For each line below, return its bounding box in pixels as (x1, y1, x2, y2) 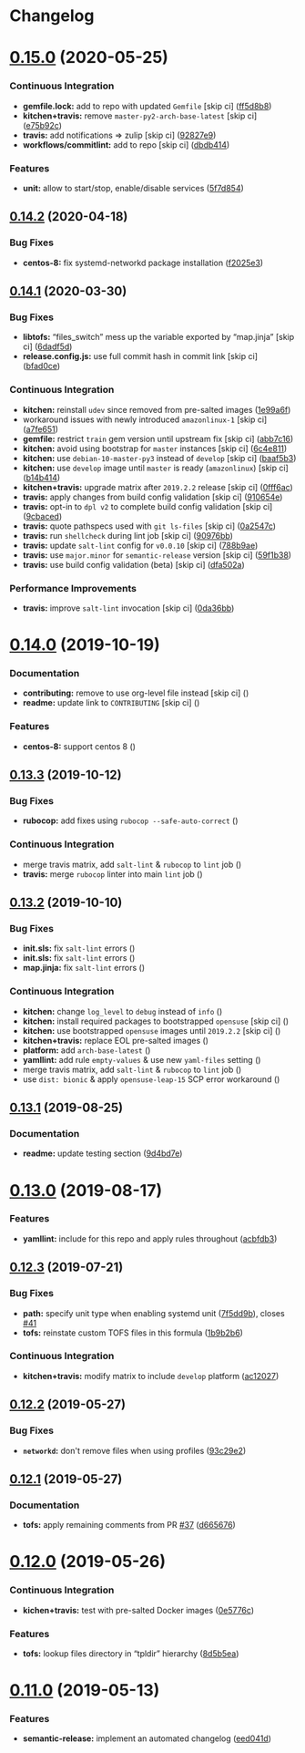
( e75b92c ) (22, 119, 62, 130)
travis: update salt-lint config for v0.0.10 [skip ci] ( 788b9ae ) (22, 540, 259, 551)
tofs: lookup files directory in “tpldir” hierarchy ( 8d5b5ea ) (22, 1648, 239, 1659)
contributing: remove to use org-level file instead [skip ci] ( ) (22, 687, 249, 698)
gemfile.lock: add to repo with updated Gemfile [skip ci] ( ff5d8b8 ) (22, 100, 272, 111)
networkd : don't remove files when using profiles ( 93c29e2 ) (22, 1445, 247, 1456)
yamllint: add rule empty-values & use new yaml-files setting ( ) (22, 1054, 261, 1065)
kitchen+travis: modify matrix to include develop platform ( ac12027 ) (22, 1370, 280, 1381)
